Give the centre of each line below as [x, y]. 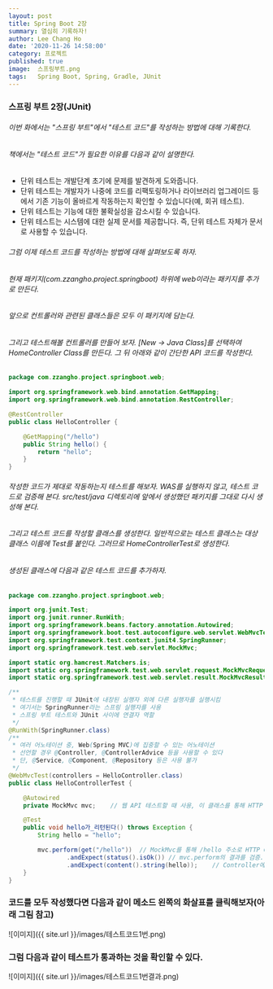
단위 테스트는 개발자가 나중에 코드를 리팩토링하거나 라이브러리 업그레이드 [135, 191]
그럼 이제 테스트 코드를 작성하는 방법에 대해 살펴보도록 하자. [103, 252]
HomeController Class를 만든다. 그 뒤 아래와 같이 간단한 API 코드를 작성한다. [131, 352]
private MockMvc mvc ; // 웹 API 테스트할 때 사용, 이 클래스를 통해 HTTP [143, 805]
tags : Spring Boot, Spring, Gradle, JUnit [85, 77]
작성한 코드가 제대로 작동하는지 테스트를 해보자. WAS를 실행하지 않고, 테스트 [129, 486]
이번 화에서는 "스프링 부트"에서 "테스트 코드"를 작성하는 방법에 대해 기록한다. [130, 128]
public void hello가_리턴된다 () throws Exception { [108, 828]
